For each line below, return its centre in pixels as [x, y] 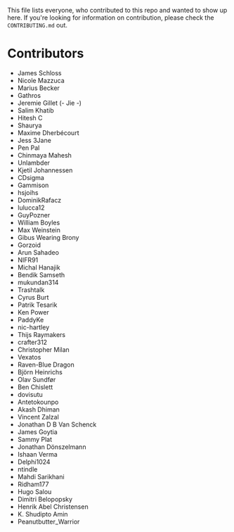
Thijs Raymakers [41, 334]
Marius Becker [38, 88]
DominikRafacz [39, 200]
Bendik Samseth [41, 274]
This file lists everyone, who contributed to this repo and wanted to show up [117, 10]
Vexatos [29, 357]
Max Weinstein [39, 230]
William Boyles [39, 222]
